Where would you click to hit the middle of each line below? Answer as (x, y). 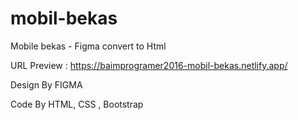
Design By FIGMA (46, 84)
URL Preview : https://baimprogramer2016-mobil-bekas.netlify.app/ (149, 65)
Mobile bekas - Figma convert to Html (88, 46)
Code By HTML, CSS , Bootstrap (77, 104)
